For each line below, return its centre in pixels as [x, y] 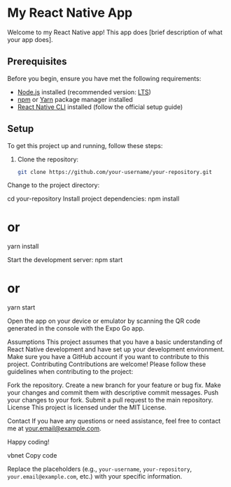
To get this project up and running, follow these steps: [85, 145]
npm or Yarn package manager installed [75, 99]
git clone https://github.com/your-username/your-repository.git [114, 172]
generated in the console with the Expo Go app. [76, 328]
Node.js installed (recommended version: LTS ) [84, 92]
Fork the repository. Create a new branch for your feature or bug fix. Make [114, 385]
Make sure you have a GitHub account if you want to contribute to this [108, 357]
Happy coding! [29, 442]
